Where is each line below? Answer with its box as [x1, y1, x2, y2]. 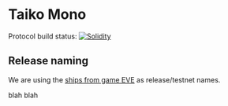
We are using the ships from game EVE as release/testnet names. [8, 75, 221, 84]
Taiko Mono [8, 5, 87, 24]
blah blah [8, 90, 39, 100]
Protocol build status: [8, 31, 77, 41]
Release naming [8, 54, 89, 68]
